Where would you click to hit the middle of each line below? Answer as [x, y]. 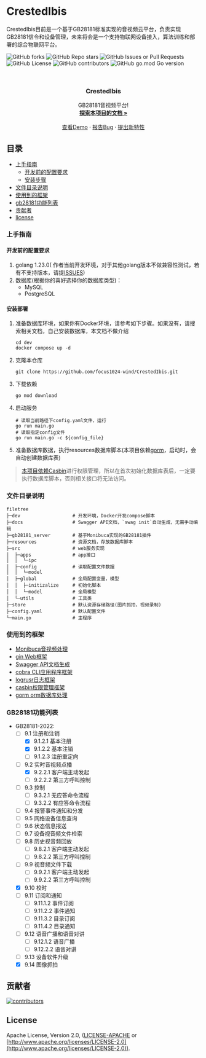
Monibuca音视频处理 [42, 649]
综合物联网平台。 [38, 44]
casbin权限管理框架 [40, 687]
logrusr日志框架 [35, 680]
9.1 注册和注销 [42, 734]
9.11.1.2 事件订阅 [53, 903]
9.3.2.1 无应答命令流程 [61, 795]
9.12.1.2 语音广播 [54, 941]
